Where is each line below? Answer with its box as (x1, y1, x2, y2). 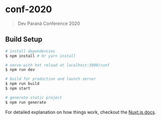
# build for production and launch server (5, 76, 96, 82)
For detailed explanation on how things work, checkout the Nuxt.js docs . (5, 109, 156, 115)
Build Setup (5, 35, 43, 44)
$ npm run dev (5, 67, 35, 72)
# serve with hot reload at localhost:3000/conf (5, 63, 110, 68)
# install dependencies (5, 48, 56, 54)
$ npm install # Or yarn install (5, 53, 76, 58)
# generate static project (5, 95, 62, 100)
